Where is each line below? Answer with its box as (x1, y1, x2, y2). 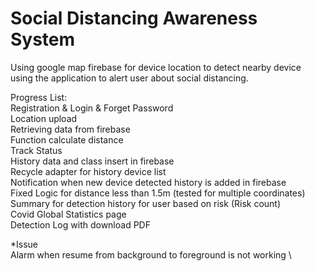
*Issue (10, 238, 39, 250)
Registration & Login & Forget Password (10, 102, 174, 114)
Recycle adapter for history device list (10, 165, 167, 177)
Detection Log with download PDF (10, 218, 151, 231)
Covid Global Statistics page (10, 208, 127, 220)
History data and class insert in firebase (10, 155, 175, 167)
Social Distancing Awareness (10, 7, 258, 30)
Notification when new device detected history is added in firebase (10, 176, 287, 188)
